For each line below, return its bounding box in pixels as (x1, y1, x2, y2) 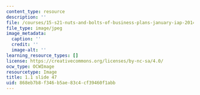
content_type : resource (6, 8, 65, 15)
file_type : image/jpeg (6, 25, 62, 31)
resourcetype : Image (6, 69, 58, 75)
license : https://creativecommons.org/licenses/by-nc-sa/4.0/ (6, 58, 164, 64)
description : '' (6, 14, 46, 20)
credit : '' (11, 42, 39, 48)
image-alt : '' (11, 47, 46, 53)
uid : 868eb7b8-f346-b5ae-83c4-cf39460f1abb (6, 80, 116, 86)
